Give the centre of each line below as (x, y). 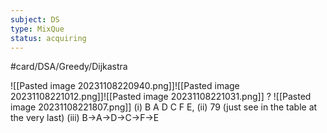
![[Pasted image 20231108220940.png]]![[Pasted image (125, 86)
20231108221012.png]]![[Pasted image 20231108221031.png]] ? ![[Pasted (161, 97)
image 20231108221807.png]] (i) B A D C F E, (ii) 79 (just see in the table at (164, 107)
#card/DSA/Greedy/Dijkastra (69, 67)
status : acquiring (48, 38)
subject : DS (35, 19)
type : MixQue (37, 29)
